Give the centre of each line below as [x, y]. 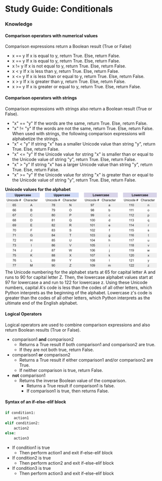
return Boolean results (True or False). [43, 330]
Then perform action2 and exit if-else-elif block [66, 463]
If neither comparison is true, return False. [61, 370]
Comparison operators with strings [41, 97]
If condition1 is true [31, 448]
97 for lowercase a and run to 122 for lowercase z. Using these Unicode [76, 282]
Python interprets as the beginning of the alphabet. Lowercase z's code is [79, 292]
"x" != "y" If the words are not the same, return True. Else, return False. [83, 128]
